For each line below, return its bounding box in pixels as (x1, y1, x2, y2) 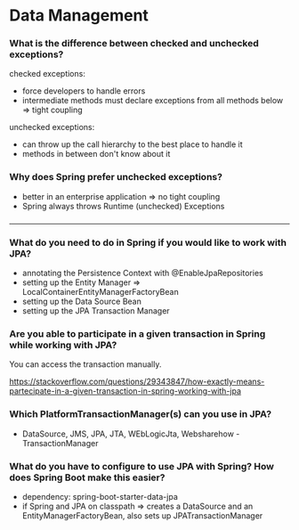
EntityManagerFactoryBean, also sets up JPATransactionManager (21, 510, 263, 521)
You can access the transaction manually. (9, 359, 162, 370)
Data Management (9, 5, 149, 26)
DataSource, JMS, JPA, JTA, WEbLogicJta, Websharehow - (21, 428, 240, 439)
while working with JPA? (9, 338, 117, 351)
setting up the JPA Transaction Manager (21, 306, 171, 316)
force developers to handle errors (21, 86, 146, 96)
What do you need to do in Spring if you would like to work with (9, 236, 287, 249)
